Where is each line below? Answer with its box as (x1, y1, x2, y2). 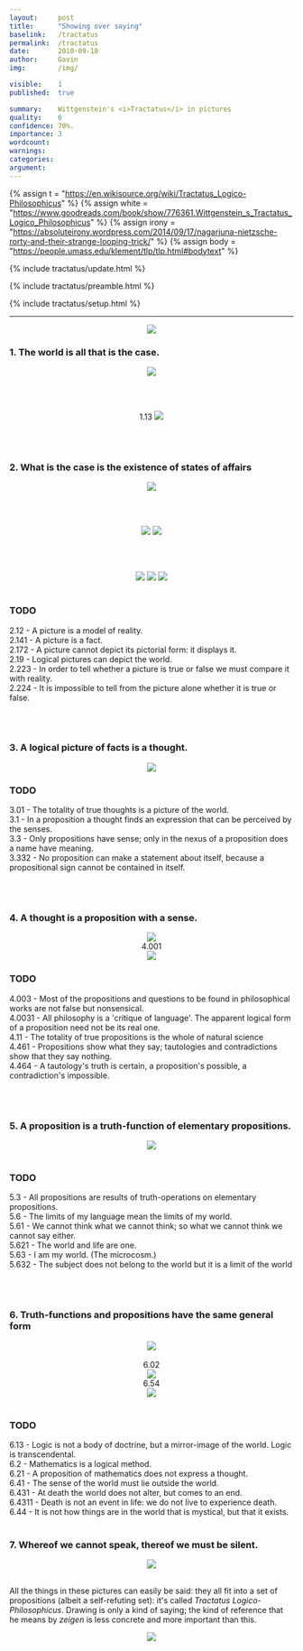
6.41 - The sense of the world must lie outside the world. (9, 1477, 219, 1489)
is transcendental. (9, 1449, 77, 1460)
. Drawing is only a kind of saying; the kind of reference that (61, 1605, 284, 1616)
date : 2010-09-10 (9, 47, 99, 56)
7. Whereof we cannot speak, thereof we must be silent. (9, 1538, 259, 1551)
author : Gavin (9, 55, 78, 64)
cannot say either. (9, 1231, 77, 1241)
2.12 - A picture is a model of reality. (9, 624, 143, 636)
